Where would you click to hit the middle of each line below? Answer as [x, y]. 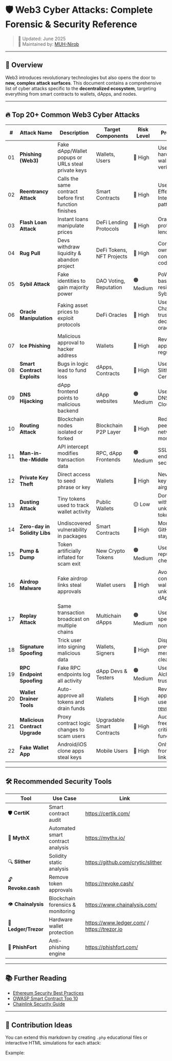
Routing [29, 425]
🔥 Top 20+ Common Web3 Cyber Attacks [72, 115]
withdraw [69, 246]
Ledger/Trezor [26, 929]
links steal [69, 585]
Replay [28, 616]
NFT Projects [112, 256]
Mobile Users [112, 750]
